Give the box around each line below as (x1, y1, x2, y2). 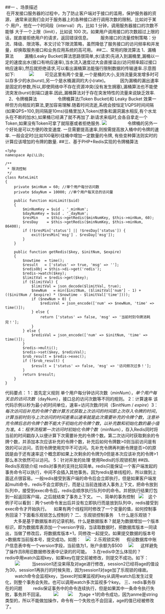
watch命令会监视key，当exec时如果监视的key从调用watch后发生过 (14, 573, 149, 579)
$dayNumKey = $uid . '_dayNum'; (23, 211, 89, 216)
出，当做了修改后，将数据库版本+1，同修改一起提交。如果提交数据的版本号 (5, 530, 156, 536)
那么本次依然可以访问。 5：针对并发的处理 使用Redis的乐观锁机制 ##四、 (5, 457, 153, 463)
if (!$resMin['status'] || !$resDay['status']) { (23, 228, 126, 233)
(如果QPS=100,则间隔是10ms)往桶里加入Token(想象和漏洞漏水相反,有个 (5, 108, 148, 114)
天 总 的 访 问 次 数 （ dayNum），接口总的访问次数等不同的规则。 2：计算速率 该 (5, 396, 158, 402)
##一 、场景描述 (5, 4, 38, 10)
